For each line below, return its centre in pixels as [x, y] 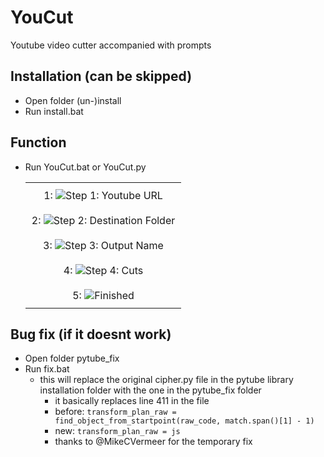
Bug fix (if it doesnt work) [91, 334]
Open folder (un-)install [73, 100]
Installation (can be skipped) [101, 76]
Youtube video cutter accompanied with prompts [111, 45]
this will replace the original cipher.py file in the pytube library [166, 380]
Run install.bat [54, 111]
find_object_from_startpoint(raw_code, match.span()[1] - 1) [184, 421]
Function [38, 142]
